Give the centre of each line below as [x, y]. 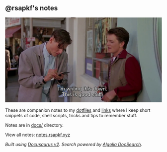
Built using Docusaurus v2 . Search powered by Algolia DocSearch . [74, 145]
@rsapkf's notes [32, 8]
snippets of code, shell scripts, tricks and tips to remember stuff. [71, 116]
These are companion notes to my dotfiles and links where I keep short [78, 110]
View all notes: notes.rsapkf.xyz [38, 135]
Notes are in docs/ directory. [34, 125]
